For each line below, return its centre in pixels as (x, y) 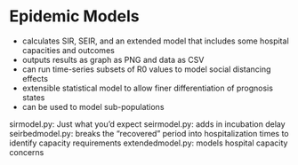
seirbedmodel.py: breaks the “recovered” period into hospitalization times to (149, 133)
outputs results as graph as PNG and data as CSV (113, 59)
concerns (27, 152)
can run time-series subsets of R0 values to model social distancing (146, 69)
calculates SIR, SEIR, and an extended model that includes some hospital (155, 41)
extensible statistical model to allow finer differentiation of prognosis (148, 88)
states (33, 97)
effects (35, 78)
